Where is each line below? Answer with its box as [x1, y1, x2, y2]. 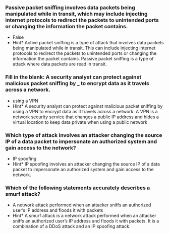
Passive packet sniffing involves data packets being [5, 4, 135, 11]
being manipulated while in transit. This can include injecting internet [12, 45, 156, 51]
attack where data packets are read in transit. [12, 61, 107, 67]
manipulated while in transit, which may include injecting [5, 10, 148, 17]
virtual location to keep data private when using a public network [12, 119, 148, 125]
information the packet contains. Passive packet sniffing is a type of [12, 56, 154, 62]
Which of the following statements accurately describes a [5, 184, 150, 191]
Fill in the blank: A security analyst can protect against [5, 73, 142, 81]
